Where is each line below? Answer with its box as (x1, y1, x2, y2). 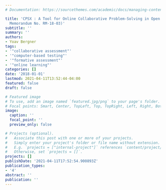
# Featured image (5, 94, 41, 99)
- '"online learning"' (5, 63, 52, 67)
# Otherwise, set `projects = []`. (5, 149, 83, 154)
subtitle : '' (5, 25, 32, 30)
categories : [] (5, 67, 37, 72)
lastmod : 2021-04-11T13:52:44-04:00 (5, 76, 81, 81)
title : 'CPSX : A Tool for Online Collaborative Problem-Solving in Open (5, 16, 161, 21)
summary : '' (5, 30, 30, 35)
